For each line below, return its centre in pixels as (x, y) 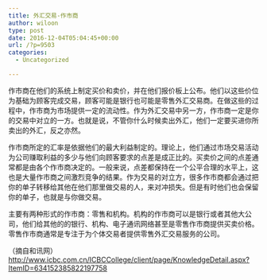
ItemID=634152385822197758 (58, 268)
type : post (26, 30)
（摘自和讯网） (33, 251)
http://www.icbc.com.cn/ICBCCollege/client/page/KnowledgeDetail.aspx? (129, 259)
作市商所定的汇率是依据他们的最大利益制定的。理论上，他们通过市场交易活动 (133, 147)
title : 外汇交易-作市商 (43, 16)
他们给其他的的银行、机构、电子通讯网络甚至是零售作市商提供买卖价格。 (140, 224)
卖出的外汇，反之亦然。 (46, 130)
